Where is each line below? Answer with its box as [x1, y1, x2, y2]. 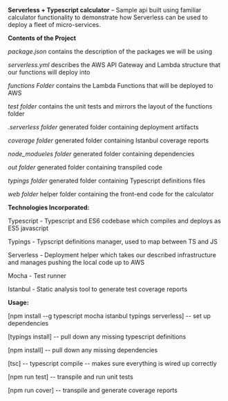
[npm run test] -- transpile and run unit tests [8, 373, 133, 381]
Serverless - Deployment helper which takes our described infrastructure [8, 251, 217, 259]
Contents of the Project [8, 34, 77, 42]
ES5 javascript [8, 224, 49, 232]
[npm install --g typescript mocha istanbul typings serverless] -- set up [8, 312, 211, 320]
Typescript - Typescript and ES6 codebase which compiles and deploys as [8, 217, 222, 225]
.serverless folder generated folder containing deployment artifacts [8, 123, 199, 131]
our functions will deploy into [8, 68, 91, 76]
